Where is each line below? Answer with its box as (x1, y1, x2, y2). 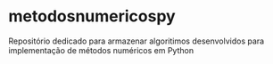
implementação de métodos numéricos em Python (8, 44, 194, 55)
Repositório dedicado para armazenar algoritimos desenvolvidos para (8, 36, 265, 46)
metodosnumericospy (8, 6, 176, 27)
